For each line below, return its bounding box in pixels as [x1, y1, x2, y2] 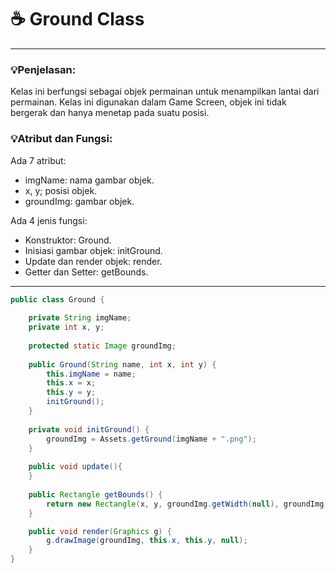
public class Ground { [10, 294, 105, 305]
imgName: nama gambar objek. [24, 174, 155, 186]
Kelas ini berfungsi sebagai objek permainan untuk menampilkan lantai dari [10, 86, 320, 98]
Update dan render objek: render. [24, 255, 163, 267]
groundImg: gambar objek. [24, 195, 135, 207]
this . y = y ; [46, 387, 97, 398]
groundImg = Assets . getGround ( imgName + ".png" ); [46, 434, 257, 444]
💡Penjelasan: [10, 62, 77, 76]
